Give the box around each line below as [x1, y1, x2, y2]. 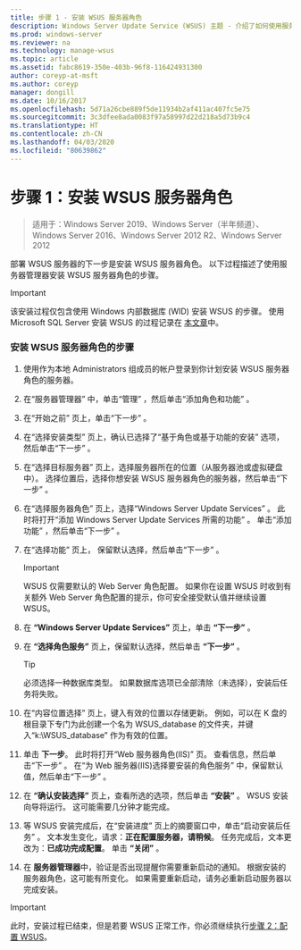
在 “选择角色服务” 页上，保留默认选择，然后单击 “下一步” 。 [22, 641, 245, 652]
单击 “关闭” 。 [111, 842, 164, 853]
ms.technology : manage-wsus [10, 46, 115, 55]
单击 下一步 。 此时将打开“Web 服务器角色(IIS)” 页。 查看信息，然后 [22, 748, 269, 760]
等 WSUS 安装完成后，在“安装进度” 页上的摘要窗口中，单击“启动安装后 [22, 820, 284, 831]
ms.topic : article [10, 55, 79, 63]
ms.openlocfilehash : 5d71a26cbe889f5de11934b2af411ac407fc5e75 [10, 105, 251, 113]
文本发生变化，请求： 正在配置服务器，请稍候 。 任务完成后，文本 [46, 831, 284, 842]
